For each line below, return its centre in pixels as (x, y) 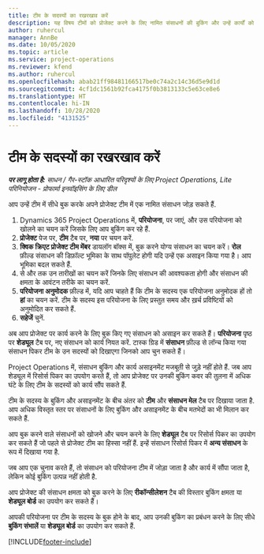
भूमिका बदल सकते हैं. (46, 264)
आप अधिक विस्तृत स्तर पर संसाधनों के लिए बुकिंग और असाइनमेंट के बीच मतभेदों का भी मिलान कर (129, 409)
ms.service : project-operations (61, 60)
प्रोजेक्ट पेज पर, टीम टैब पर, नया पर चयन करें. (76, 238)
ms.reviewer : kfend (40, 67)
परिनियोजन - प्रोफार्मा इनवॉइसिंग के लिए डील (63, 188)
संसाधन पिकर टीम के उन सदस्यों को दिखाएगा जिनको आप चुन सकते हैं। (97, 351)
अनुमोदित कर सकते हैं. (48, 309)
